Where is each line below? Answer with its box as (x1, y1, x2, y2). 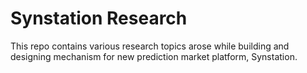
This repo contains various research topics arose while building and (10, 40, 290, 52)
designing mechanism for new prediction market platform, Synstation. (10, 50, 298, 62)
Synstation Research (10, 7, 188, 30)
